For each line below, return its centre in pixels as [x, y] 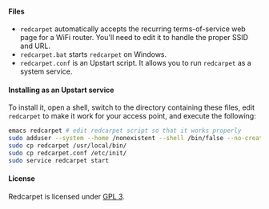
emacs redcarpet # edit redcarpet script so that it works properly [125, 131]
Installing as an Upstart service [61, 90]
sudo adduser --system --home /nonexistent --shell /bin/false [116, 139]
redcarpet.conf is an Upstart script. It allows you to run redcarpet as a [136, 63]
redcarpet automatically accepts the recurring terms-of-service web [132, 29]
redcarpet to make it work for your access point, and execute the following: [132, 116]
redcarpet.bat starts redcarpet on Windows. [93, 54]
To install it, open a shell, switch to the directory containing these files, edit [131, 107]
